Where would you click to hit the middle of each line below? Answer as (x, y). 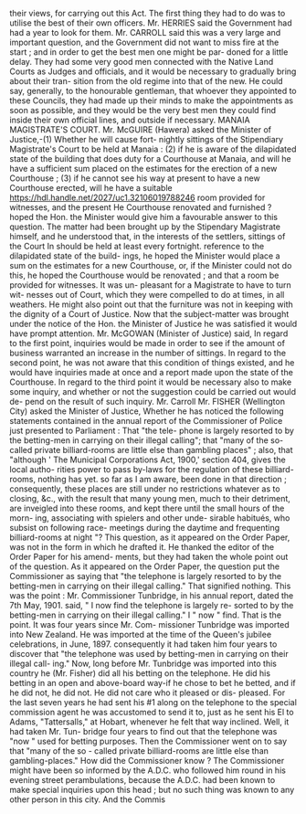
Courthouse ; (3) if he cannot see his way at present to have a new (135, 178)
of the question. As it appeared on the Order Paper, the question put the (145, 566)
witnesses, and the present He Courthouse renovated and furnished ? (141, 207)
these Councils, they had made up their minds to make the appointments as (152, 100)
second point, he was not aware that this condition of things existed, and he (152, 363)
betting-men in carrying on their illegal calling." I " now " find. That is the (145, 615)
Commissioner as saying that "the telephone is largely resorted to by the (146, 576)
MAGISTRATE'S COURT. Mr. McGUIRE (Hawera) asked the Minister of (141, 130)
